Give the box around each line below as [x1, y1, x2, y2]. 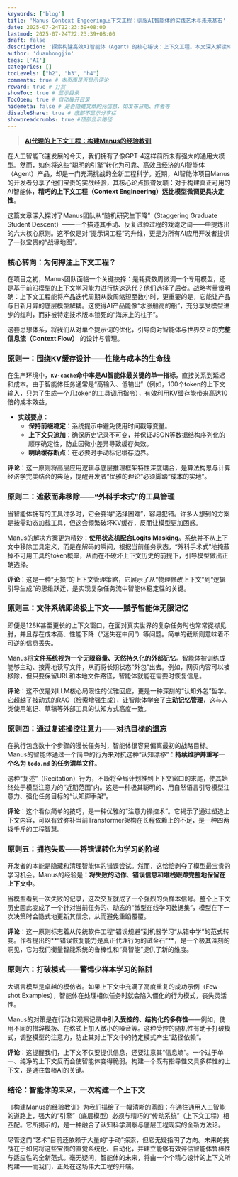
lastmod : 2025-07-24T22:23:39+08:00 [7, 30, 115, 38]
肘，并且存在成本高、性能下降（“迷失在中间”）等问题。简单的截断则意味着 [7, 629, 225, 638]
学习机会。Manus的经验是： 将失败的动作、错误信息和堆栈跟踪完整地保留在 [7, 871, 226, 879]
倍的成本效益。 [7, 398, 51, 406]
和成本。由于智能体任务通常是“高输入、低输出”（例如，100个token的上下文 [7, 380, 226, 389]
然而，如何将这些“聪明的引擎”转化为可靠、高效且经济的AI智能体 [19, 161, 205, 169]
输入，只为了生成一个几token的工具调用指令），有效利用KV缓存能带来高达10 [7, 389, 228, 398]
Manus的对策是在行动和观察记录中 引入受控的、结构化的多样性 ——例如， [7, 1015, 220, 1024]
